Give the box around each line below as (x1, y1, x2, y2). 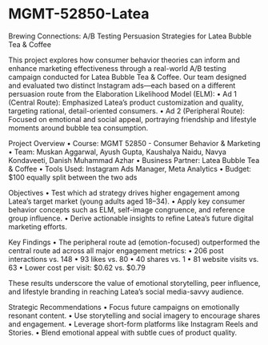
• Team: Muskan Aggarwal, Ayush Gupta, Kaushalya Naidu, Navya (8, 147, 226, 157)
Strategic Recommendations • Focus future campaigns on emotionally (8, 302, 240, 311)
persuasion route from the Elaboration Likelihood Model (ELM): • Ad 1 (8, 89, 238, 98)
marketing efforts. (8, 221, 68, 232)
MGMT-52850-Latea (8, 5, 150, 23)
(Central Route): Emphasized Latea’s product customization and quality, (8, 97, 244, 107)
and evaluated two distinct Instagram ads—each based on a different (8, 81, 236, 90)
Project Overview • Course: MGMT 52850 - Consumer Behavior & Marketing (8, 138, 261, 148)
